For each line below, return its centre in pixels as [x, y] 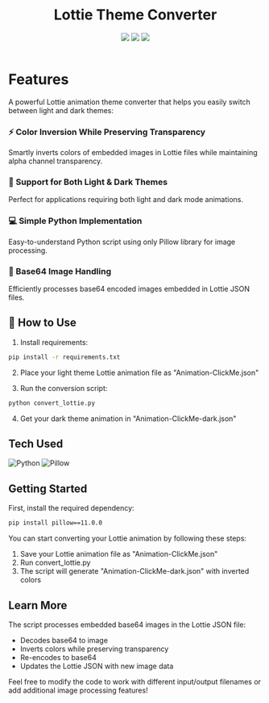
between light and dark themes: [61, 110]
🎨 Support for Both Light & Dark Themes [88, 182]
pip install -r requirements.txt [64, 357]
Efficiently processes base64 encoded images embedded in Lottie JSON [129, 289]
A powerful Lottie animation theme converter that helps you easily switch [130, 102]
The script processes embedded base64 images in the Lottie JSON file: [127, 625]
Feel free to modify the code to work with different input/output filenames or [135, 681]
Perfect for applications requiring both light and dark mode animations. [126, 200]
